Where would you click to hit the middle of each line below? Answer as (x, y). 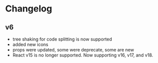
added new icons (30, 44)
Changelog (29, 9)
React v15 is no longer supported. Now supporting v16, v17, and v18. (83, 55)
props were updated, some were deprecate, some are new (73, 50)
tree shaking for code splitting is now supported (62, 39)
